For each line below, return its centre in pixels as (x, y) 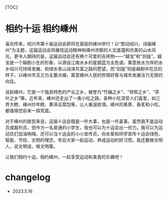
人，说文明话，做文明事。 (31, 146)
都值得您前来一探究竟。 (29, 110)
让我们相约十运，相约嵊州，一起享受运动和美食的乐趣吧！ (64, 156)
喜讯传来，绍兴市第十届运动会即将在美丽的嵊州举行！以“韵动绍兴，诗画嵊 (81, 43)
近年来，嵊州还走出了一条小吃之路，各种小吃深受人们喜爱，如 (93, 98)
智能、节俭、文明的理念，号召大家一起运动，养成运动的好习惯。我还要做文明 (84, 140)
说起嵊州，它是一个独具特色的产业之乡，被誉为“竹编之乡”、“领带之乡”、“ (80, 91)
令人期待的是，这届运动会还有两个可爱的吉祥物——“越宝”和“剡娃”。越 (90, 56)
